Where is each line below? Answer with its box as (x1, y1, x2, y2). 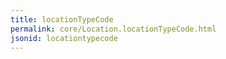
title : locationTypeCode (10, 14, 114, 25)
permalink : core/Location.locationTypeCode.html (10, 24, 217, 34)
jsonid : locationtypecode (10, 33, 118, 43)
